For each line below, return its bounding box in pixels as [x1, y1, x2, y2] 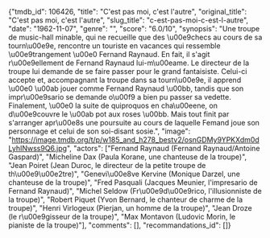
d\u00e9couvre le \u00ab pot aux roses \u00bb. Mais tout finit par [8, 109, 230, 119]
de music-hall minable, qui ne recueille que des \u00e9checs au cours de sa [8, 32, 263, 42]
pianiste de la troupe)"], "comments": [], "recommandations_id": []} [8, 220, 231, 230]
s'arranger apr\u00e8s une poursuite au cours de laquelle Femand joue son [8, 118, 260, 127]
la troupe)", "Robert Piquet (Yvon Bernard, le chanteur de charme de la [8, 195, 243, 204]
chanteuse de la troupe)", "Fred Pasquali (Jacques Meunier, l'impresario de [8, 178, 258, 187]
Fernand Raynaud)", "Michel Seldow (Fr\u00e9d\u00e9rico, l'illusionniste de [8, 187, 262, 195]
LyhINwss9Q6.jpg [8, 144, 67, 153]
